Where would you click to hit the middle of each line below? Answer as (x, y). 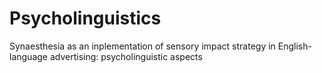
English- (294, 46)
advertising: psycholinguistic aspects (126, 56)
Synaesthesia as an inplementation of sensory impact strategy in (142, 46)
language (28, 56)
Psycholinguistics (85, 18)
